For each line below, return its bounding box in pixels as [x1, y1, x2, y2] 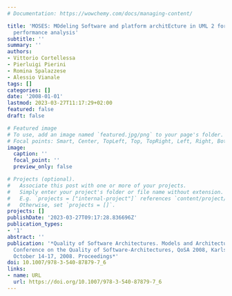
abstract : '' [7, 233, 45, 240]
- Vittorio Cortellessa [7, 55, 76, 62]
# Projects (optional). [7, 176, 76, 183]
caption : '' [13, 150, 48, 157]
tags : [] [7, 80, 32, 87]
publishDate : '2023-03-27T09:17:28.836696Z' [7, 215, 137, 221]
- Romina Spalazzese [7, 67, 67, 75]
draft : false [7, 112, 45, 119]
